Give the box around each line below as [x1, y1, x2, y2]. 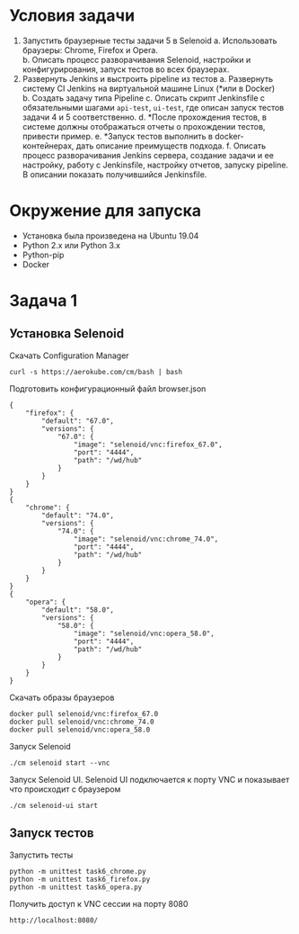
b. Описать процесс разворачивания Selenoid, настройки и [22, 54, 251, 65]
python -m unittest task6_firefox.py [9, 875, 151, 884]
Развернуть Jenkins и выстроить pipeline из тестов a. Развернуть [22, 73, 274, 84]
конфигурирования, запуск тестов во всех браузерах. [22, 64, 230, 75]
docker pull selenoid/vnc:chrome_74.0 [9, 717, 154, 726]
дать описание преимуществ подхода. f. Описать [75, 140, 267, 151]
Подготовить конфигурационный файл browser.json [9, 383, 207, 394]
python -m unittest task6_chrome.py [9, 867, 146, 876]
